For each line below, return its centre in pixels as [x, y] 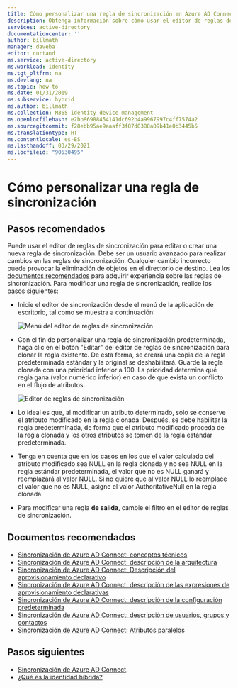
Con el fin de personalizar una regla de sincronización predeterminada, [121, 340]
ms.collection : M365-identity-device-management [80, 113]
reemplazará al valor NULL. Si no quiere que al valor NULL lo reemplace [122, 479]
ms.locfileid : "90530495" [45, 152]
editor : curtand [31, 54]
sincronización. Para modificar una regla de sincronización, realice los [110, 283]
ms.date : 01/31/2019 [38, 93]
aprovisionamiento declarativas [63, 592]
